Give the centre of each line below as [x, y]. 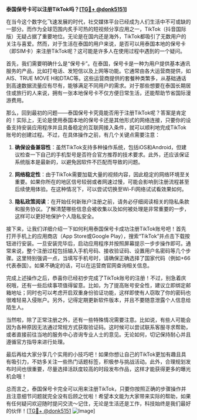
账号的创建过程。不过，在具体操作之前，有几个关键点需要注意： [83, 135]
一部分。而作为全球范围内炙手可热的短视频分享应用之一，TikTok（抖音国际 [96, 29]
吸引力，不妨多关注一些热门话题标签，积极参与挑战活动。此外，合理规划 [98, 362]
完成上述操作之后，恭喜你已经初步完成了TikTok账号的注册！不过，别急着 [94, 278]
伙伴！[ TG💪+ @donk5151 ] [53, 411]
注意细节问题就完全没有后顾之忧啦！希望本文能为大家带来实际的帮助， [96, 396]
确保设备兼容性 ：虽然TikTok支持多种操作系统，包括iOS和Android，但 [98, 147]
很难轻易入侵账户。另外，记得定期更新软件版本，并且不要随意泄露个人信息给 [98, 300]
